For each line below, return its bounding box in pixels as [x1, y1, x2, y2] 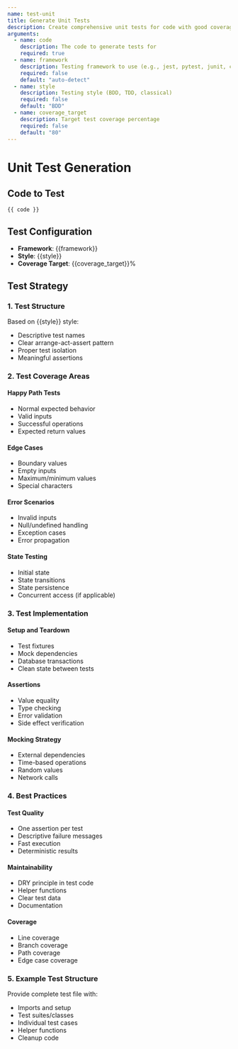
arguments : [7, 30, 40, 38]
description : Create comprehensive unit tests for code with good [7, 23, 208, 30]
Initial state [17, 568, 50, 577]
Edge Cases [7, 443, 44, 452]
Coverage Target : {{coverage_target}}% [17, 259, 136, 268]
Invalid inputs [17, 514, 57, 522]
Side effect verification [17, 718, 84, 727]
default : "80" [20, 129, 62, 136]
